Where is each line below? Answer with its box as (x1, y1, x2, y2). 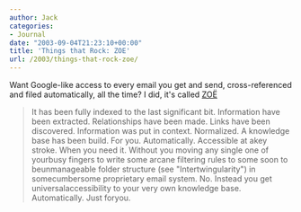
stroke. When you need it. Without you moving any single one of (31, 145, 270, 155)
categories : (9, 22, 54, 31)
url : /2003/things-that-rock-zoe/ (9, 55, 139, 64)
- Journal (9, 30, 47, 39)
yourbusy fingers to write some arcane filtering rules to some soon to (31, 155, 288, 164)
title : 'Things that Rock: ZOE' (9, 47, 130, 56)
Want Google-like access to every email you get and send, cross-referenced (9, 80, 292, 90)
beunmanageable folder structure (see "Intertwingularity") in (31, 163, 256, 174)
